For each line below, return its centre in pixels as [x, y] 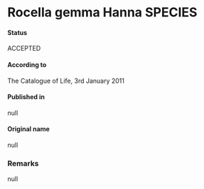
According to [27, 64]
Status [17, 32]
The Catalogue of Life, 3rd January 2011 [66, 81]
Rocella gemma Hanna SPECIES [102, 12]
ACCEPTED [24, 48]
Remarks [23, 163]
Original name [28, 129]
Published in [26, 97]
